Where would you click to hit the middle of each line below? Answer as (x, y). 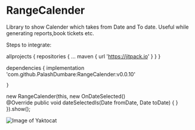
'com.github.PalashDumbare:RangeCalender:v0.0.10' (71, 74)
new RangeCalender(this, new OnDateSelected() (66, 96)
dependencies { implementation (45, 68)
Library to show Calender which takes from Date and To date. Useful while (97, 27)
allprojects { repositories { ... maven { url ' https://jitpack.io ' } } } (83, 56)
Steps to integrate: (29, 45)
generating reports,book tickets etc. (50, 33)
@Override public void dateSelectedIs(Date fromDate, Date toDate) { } (92, 103)
